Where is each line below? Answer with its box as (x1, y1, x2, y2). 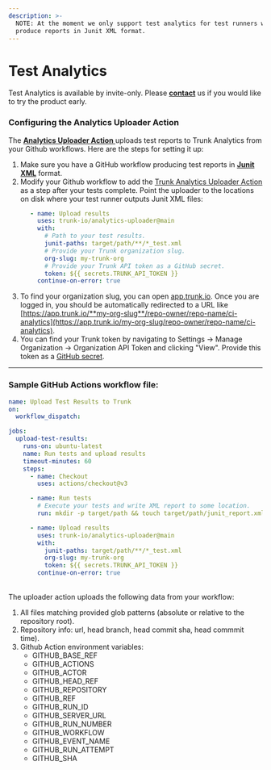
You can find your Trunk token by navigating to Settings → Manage (19, 334, 243, 344)
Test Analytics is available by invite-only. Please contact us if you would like (8, 88, 262, 98)
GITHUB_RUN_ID (31, 702, 89, 712)
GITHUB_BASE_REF (31, 651, 98, 660)
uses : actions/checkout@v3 (37, 479, 128, 488)
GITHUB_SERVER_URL (31, 711, 106, 721)
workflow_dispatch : (15, 412, 81, 421)
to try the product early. (8, 97, 87, 107)
